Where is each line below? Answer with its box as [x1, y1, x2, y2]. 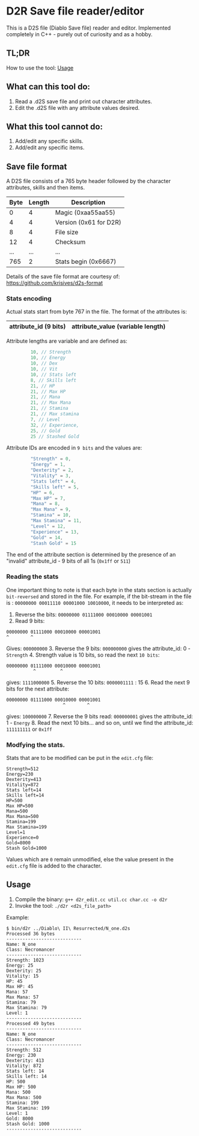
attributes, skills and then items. [6, 184, 85, 191]
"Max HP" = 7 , [30, 495, 66, 502]
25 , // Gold [30, 427, 61, 434]
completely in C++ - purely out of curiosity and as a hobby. [6, 30, 153, 37]
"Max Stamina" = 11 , [30, 518, 82, 524]
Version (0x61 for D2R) [55, 219, 121, 227]
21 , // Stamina [30, 406, 69, 412]
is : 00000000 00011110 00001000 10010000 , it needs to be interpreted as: [6, 599, 184, 606]
